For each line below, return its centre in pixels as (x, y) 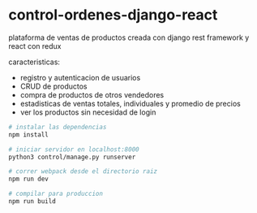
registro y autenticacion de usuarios (80, 77)
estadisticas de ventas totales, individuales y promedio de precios (130, 103)
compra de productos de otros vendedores (92, 94)
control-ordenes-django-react (113, 15)
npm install (28, 135)
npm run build (32, 202)
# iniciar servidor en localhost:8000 (74, 149)
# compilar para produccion (56, 194)
